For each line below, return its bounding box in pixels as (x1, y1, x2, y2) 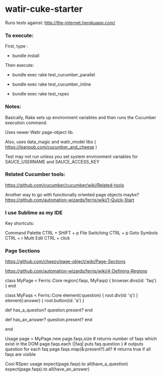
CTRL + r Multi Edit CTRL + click (5, 235, 70, 241)
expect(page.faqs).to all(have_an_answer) (5, 366, 90, 372)
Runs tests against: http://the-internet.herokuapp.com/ (5, 20, 116, 26)
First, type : (5, 43, 28, 49)
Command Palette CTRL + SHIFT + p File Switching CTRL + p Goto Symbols (5, 230, 158, 236)
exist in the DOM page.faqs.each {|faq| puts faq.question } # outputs (5, 341, 143, 347)
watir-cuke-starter (5, 3, 83, 15)
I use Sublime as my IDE (5, 209, 63, 216)
